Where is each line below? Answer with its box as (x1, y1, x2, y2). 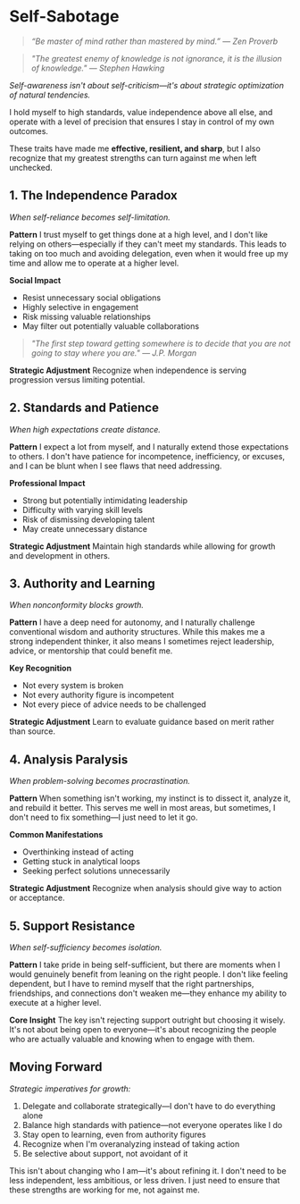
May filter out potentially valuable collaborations (21, 320, 199, 332)
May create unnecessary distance (21, 523, 148, 534)
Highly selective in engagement (21, 301, 138, 312)
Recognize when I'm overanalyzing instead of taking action (21, 1138, 240, 1149)
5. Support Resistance (9, 918, 136, 933)
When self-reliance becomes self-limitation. (9, 212, 171, 223)
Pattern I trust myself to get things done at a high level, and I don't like (9, 229, 268, 240)
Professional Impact (9, 477, 86, 488)
